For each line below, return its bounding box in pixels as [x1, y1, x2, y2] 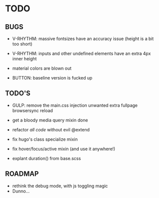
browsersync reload [12, 107, 53, 114]
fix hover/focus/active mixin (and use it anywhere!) [12, 146, 116, 152]
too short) [12, 41, 33, 47]
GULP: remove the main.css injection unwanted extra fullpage [12, 102, 138, 108]
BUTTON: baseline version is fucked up [12, 75, 93, 80]
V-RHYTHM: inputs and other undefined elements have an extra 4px [12, 50, 151, 56]
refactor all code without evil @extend [12, 126, 90, 132]
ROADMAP [5, 170, 39, 178]
